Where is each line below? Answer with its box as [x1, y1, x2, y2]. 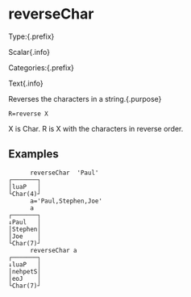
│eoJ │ [8, 274, 42, 282]
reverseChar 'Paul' [29, 169, 99, 177]
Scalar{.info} [8, 47, 51, 56]
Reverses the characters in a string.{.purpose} [8, 94, 162, 103]
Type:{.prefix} [8, 31, 55, 41]
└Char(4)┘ [8, 190, 42, 198]
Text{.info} [8, 78, 44, 88]
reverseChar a [29, 246, 78, 254]
